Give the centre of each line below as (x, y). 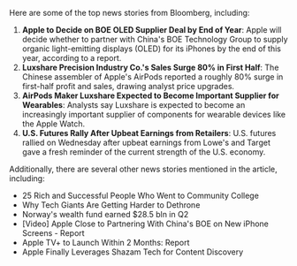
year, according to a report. (72, 58)
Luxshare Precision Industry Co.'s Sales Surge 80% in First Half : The (150, 67)
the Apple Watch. (53, 124)
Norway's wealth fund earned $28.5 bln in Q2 (105, 214)
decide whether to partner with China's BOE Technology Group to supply (155, 39)
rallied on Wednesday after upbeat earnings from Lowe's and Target (146, 142)
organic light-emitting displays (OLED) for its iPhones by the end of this (151, 49)
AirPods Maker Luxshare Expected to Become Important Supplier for (151, 95)
